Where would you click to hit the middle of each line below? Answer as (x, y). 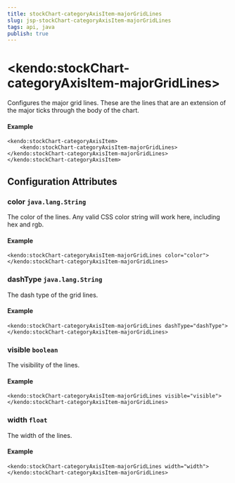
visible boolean (33, 350)
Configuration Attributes (62, 182)
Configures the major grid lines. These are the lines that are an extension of (117, 103)
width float (27, 420)
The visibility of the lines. (43, 365)
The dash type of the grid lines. (53, 295)
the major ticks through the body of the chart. (73, 111)
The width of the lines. (40, 435)
